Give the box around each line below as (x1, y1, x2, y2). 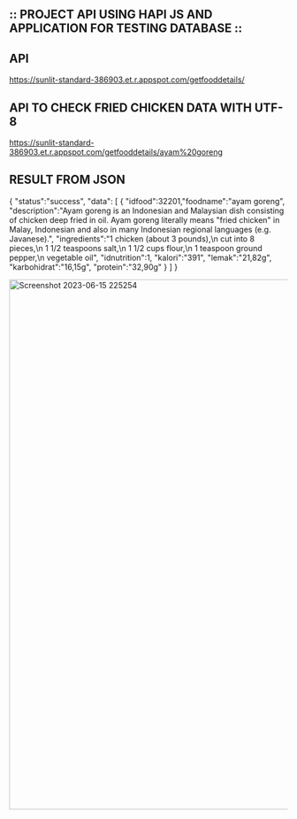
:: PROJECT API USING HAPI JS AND (9, 7, 213, 22)
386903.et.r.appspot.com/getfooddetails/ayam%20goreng (9, 147, 224, 157)
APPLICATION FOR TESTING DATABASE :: (9, 21, 243, 36)
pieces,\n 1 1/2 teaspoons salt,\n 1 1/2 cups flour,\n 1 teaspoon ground (9, 242, 263, 253)
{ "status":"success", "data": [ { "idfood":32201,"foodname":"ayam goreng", (9, 195, 286, 206)
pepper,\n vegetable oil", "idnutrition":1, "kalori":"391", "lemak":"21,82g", (9, 252, 272, 263)
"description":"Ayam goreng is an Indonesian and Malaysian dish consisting (9, 205, 285, 216)
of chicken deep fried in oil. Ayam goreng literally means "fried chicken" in (9, 214, 280, 225)
